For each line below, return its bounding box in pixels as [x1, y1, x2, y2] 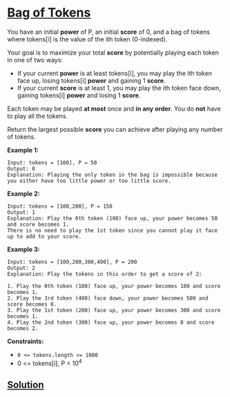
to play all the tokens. [7, 112, 68, 120]
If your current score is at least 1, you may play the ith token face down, [17, 84, 221, 92]
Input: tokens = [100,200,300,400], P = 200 [7, 258, 137, 265]
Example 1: [7, 146, 39, 154]
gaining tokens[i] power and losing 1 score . [17, 91, 141, 99]
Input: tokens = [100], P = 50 [7, 159, 97, 166]
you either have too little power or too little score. [7, 177, 171, 184]
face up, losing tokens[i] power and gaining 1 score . [17, 76, 166, 84]
